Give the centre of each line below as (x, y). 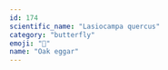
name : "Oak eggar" (44, 52)
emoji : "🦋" (30, 43)
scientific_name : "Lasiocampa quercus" (85, 26)
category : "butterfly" (52, 35)
